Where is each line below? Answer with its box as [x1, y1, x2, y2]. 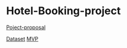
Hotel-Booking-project [6, 4, 121, 18]
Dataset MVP [6, 35, 39, 42]
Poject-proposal [6, 24, 46, 31]
